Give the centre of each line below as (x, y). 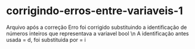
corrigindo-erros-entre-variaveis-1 (95, 11)
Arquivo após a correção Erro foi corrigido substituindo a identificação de (97, 27)
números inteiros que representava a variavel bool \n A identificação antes (97, 33)
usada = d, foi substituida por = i (46, 40)
